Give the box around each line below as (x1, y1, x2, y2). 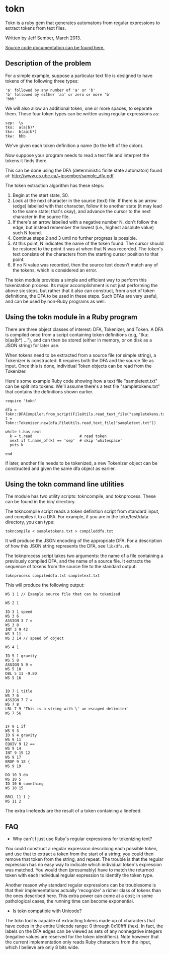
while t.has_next (5, 429, 42, 434)
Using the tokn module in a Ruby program (5, 313, 137, 321)
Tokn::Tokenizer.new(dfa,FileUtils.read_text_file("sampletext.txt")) (5, 420, 156, 426)
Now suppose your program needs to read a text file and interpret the (5, 152, 149, 158)
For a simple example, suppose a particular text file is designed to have (5, 73, 153, 79)
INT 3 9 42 (5, 627, 28, 632)
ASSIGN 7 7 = (5, 698, 33, 703)
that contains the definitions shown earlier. (5, 388, 94, 394)
